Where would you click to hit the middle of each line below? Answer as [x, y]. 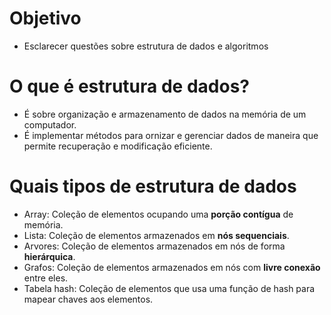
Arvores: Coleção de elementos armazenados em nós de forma [154, 246]
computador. [50, 124]
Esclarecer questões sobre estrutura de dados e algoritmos [146, 46]
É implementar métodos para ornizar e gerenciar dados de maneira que [171, 135]
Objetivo [45, 18]
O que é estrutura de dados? [129, 86]
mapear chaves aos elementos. [88, 299]
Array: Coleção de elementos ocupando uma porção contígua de [158, 214]
